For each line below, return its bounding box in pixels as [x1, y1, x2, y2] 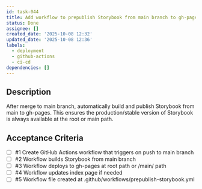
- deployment [11, 48, 44, 54]
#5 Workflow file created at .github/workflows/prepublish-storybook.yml [14, 176, 195, 183]
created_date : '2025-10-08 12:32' [6, 31, 93, 37]
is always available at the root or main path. [6, 115, 114, 123]
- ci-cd [11, 59, 31, 65]
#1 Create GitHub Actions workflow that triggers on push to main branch [14, 149, 194, 156]
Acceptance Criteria [6, 133, 84, 143]
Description [6, 86, 51, 97]
